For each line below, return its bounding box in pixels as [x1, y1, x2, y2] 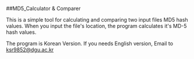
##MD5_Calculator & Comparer [6, 5, 81, 12]
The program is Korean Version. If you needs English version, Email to [6, 40, 174, 47]
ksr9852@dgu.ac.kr [6, 46, 54, 53]
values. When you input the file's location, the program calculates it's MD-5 [6, 23, 188, 29]
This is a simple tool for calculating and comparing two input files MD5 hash [6, 16, 188, 23]
